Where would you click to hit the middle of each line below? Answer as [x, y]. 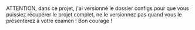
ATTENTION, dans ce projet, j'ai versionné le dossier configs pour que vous [97, 8]
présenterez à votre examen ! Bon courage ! [59, 21]
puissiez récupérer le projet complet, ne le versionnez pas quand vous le [94, 14]
